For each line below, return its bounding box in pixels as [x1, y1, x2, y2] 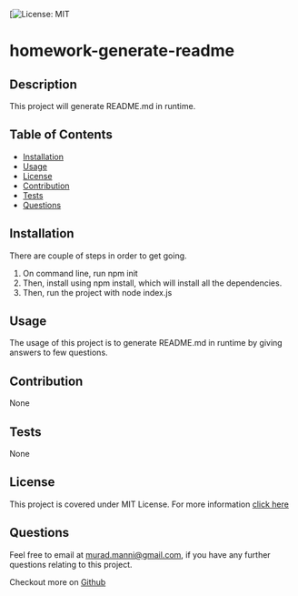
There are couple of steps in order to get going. [9, 250, 188, 261]
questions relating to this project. [9, 559, 134, 570]
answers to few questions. [9, 347, 108, 359]
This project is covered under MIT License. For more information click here [9, 499, 289, 510]
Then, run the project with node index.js [22, 287, 173, 298]
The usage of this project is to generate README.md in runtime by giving [9, 338, 283, 349]
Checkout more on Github [9, 576, 106, 587]
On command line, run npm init [22, 268, 138, 278]
